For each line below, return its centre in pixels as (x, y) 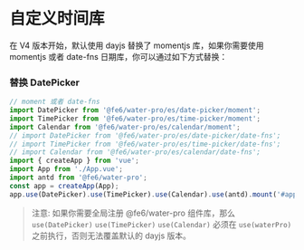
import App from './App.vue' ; (66, 169)
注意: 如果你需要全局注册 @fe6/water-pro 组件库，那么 (133, 213)
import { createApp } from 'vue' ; (75, 161)
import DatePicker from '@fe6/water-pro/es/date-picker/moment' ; (135, 111)
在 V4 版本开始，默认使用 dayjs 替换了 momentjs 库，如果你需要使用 (137, 45)
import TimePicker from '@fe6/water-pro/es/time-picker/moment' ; (135, 119)
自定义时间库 (57, 19)
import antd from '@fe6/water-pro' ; (78, 178)
